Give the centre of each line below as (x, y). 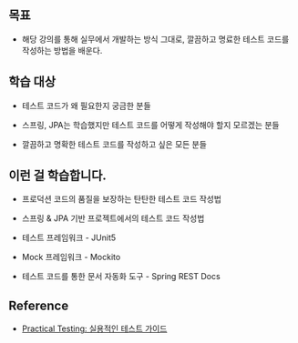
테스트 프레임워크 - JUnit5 (69, 237)
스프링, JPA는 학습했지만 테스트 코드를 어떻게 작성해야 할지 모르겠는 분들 (150, 125)
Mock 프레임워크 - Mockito (71, 257)
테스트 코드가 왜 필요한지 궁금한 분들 (86, 106)
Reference (39, 305)
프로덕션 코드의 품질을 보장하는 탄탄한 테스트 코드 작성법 (122, 199)
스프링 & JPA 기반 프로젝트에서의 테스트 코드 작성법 (113, 218)
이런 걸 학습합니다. (57, 176)
